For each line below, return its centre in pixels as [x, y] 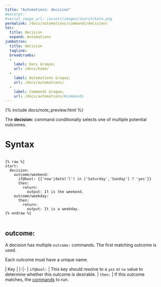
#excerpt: [15, 14]
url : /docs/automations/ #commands [49, 96]
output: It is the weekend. [55, 192]
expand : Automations [30, 37]
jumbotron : [16, 42]
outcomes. [16, 125]
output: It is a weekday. [53, 209]
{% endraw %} [18, 214]
